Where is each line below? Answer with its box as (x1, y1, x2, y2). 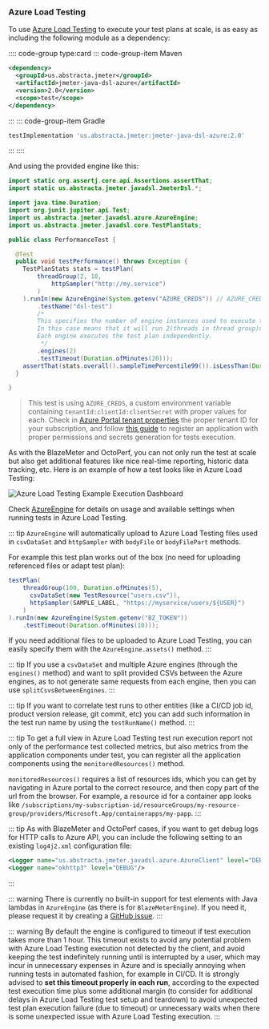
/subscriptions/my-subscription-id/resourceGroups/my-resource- (21, 801, 240, 809)
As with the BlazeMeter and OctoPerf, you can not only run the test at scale (8, 448, 257, 458)
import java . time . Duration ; (8, 199, 102, 207)
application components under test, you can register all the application (8, 750, 242, 760)
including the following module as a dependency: (8, 33, 171, 42)
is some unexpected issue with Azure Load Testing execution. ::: (8, 1012, 221, 1022)
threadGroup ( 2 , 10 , (37, 272, 102, 280)
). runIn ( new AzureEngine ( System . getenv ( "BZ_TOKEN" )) (8, 614, 188, 622)
